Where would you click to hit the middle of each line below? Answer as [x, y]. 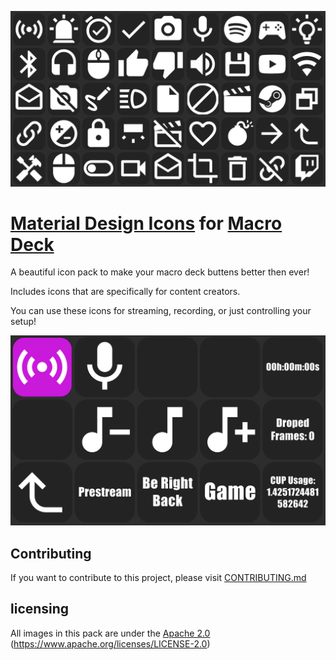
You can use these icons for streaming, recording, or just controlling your [161, 311]
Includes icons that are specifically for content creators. [125, 292]
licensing [40, 609]
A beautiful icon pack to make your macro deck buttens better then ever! [160, 272]
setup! [23, 322]
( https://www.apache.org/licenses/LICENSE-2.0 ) [110, 643]
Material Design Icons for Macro [146, 223]
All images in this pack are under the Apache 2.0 [110, 633]
